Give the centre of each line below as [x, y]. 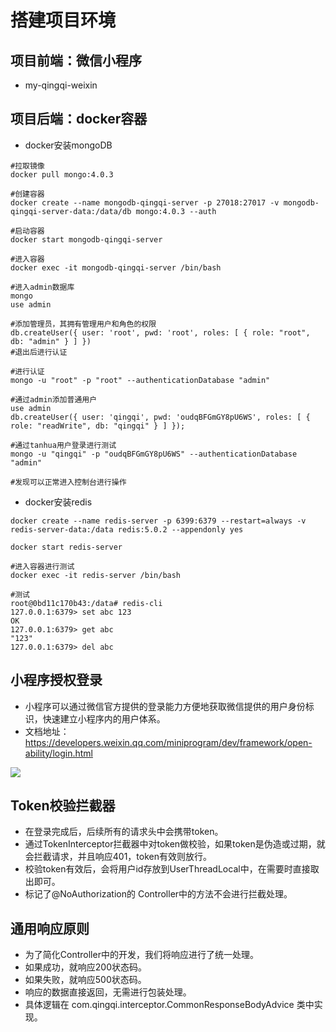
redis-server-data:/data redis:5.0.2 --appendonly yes [127, 529]
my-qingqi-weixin [61, 85]
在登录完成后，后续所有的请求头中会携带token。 [124, 832]
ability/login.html [58, 753]
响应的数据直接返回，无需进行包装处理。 [108, 992]
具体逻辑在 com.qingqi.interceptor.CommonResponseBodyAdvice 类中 [169, 1005]
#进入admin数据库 [42, 287]
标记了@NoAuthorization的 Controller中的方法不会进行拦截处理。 [158, 894]
